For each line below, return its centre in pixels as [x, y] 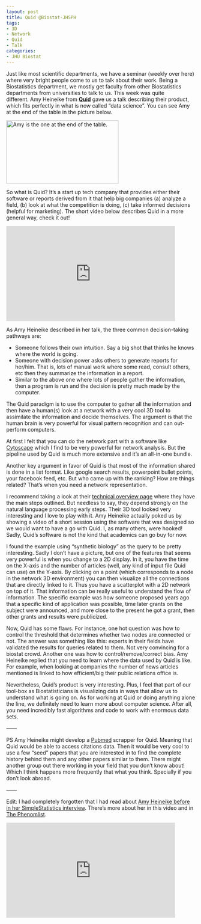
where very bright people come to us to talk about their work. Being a [92, 80]
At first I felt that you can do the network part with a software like [86, 441]
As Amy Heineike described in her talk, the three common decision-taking [97, 329]
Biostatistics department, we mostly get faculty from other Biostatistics [94, 86]
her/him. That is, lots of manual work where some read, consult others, [102, 367]
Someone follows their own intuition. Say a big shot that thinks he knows [104, 347]
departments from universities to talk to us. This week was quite [85, 93]
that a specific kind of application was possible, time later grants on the [94, 604]
